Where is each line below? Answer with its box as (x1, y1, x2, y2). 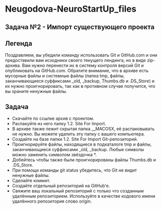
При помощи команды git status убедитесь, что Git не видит (12, 167, 137, 173)
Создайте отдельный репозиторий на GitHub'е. (12, 183, 110, 189)
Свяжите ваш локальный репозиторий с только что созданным (12, 188, 144, 194)
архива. (5, 62, 21, 69)
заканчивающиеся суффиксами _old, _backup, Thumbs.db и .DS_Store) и (5, 78, 155, 84)
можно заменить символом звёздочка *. (12, 152, 97, 158)
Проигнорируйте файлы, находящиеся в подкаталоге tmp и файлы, (12, 141, 152, 147)
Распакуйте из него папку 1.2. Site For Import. (12, 121, 106, 127)
